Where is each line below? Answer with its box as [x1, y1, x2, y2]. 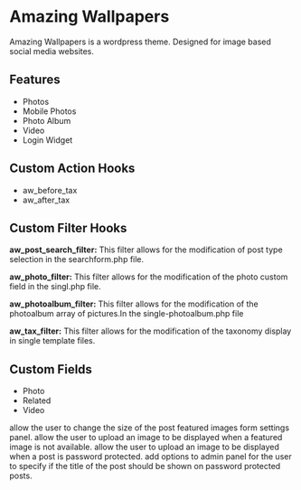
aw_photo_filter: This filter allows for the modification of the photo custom [9, 271, 288, 282]
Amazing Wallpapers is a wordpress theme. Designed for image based [9, 36, 271, 47]
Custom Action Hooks [9, 161, 136, 176]
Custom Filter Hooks [9, 220, 127, 236]
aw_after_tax [22, 194, 71, 205]
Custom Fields [9, 362, 93, 377]
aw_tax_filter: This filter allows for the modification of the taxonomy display [9, 325, 292, 336]
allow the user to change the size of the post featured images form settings [9, 422, 290, 433]
